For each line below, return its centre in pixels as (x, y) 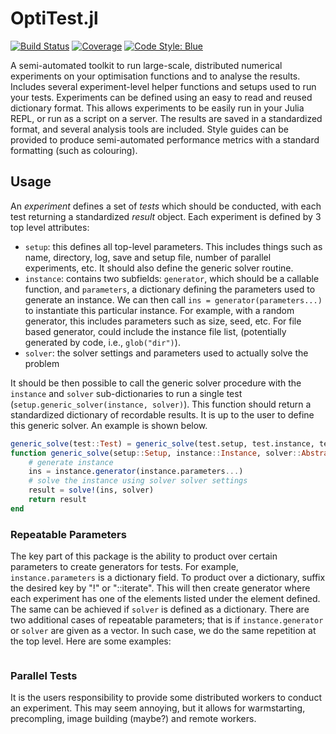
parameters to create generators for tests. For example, (124, 567)
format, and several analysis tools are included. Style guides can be (149, 129)
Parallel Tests (44, 675)
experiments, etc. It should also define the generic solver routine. (159, 268)
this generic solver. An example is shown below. (109, 425)
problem (42, 363)
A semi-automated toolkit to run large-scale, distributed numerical (146, 65)
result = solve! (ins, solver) (91, 490)
